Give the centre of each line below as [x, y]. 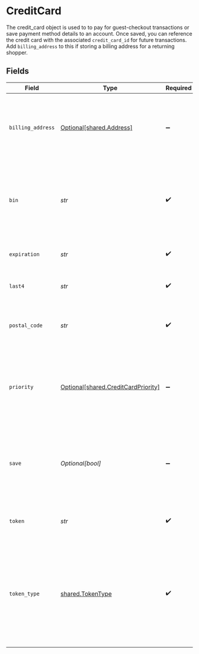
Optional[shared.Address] [96, 127]
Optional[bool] [81, 463]
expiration [24, 254]
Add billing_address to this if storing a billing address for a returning [90, 46]
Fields [18, 71]
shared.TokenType [86, 594]
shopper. [17, 52]
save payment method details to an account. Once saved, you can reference [99, 33]
